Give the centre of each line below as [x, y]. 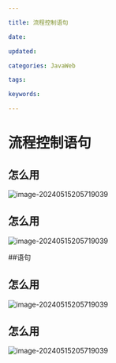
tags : [17, 80]
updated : [22, 51]
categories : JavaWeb [42, 66]
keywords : [24, 95]
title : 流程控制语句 [38, 22]
